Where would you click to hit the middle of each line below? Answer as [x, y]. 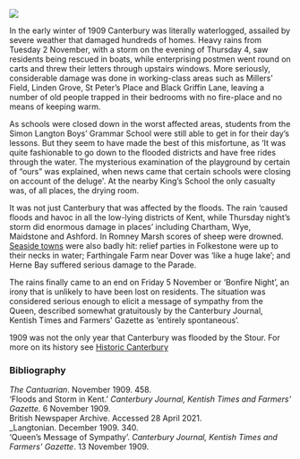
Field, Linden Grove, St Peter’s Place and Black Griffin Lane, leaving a [137, 88]
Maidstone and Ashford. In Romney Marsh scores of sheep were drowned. [146, 236]
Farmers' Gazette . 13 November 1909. [79, 446]
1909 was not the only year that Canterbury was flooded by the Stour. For [145, 337]
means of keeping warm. [55, 106]
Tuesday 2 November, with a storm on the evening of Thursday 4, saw [139, 50]
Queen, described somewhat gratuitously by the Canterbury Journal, [136, 310]
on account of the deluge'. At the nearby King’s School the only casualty [142, 181]
